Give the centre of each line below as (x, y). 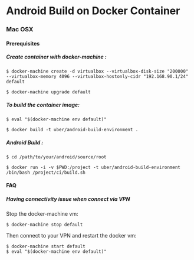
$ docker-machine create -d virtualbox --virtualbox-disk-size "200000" (97, 71)
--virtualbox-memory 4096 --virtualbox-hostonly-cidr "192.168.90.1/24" (97, 76)
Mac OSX (20, 30)
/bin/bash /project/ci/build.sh (46, 173)
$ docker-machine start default (46, 246)
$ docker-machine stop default (45, 225)
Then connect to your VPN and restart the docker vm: (71, 236)
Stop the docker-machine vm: (42, 214)
